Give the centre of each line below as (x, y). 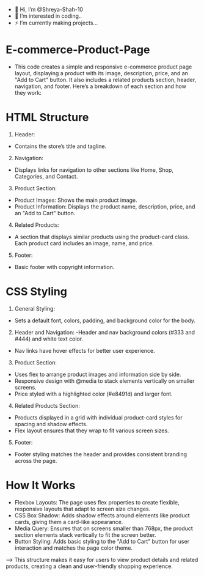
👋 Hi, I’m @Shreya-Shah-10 (49, 9)
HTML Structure (47, 118)
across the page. (36, 460)
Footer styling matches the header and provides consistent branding (101, 454)
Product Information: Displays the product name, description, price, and (105, 206)
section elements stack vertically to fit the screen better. (85, 534)
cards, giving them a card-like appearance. (69, 522)
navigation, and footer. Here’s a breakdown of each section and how (100, 86)
